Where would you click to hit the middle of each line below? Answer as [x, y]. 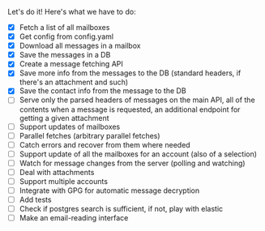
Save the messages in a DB [65, 55]
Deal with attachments [57, 172]
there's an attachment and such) [74, 82]
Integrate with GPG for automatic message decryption [109, 190]
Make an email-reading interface [74, 218]
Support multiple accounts [64, 181]
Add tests [35, 199]
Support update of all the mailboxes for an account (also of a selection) [138, 154]
